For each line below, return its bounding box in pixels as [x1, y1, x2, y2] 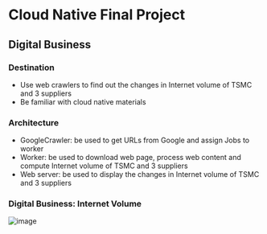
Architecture [8, 117, 60, 128]
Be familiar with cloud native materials [19, 96, 146, 106]
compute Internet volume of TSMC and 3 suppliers [19, 161, 188, 170]
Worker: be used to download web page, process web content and [19, 153, 241, 162]
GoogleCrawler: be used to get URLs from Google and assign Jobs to [19, 135, 250, 146]
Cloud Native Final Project [8, 6, 186, 24]
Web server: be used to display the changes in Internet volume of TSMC [19, 170, 260, 179]
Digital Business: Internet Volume [8, 199, 142, 210]
